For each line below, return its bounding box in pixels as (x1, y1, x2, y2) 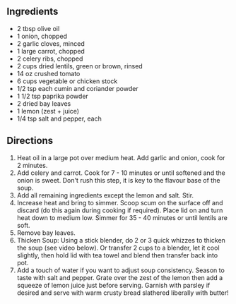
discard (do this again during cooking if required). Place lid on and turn (16, 206, 223, 214)
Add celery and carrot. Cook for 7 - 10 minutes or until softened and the (16, 169, 225, 177)
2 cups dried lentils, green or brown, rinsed (16, 61, 143, 70)
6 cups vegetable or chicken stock (16, 77, 118, 85)
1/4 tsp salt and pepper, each (16, 114, 102, 123)
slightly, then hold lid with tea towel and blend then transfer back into (16, 250, 218, 260)
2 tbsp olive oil (16, 24, 60, 32)
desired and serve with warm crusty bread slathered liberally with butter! (16, 288, 229, 297)
